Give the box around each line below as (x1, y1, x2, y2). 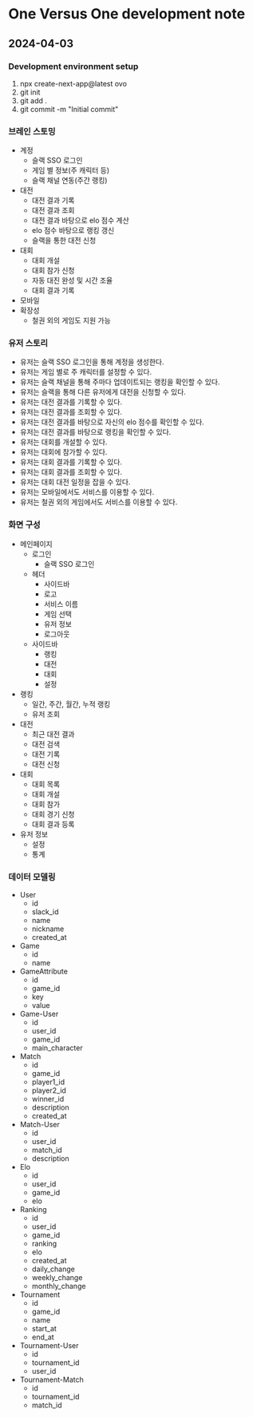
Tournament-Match (19, 1375, 84, 1385)
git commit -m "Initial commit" (19, 104, 119, 114)
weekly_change (31, 1273, 83, 1283)
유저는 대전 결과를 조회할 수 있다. (19, 407, 122, 417)
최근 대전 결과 (31, 729, 75, 739)
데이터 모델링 (8, 871, 56, 882)
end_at (31, 1332, 54, 1342)
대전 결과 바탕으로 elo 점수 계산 (31, 215, 129, 225)
